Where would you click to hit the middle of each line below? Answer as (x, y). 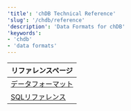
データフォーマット (42, 84)
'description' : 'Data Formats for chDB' (67, 26)
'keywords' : (24, 33)
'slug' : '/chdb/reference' (46, 20)
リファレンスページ (42, 70)
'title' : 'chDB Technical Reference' (62, 14)
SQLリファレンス (38, 97)
